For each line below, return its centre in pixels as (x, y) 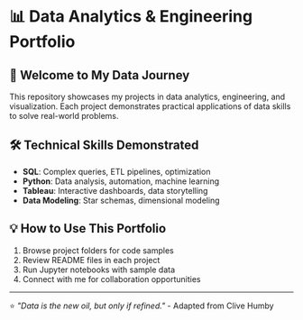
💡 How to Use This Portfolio (88, 229)
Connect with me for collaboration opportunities (111, 279)
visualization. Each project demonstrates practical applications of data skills (150, 106)
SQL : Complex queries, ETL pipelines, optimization (116, 171)
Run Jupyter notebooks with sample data (99, 270)
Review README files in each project (91, 260)
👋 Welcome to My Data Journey (100, 75)
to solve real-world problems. (64, 116)
